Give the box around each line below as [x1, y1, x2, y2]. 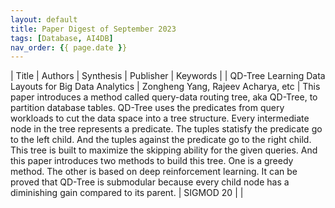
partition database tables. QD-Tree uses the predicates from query [10, 102, 285, 114]
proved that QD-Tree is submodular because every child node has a [10, 176, 290, 188]
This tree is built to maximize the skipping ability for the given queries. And [10, 144, 318, 156]
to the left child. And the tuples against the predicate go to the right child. [10, 134, 312, 146]
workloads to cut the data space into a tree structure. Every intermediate [10, 112, 310, 125]
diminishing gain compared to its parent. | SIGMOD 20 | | [10, 187, 244, 199]
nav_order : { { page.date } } [10, 42, 128, 53]
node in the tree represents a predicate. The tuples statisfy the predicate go [10, 123, 323, 135]
